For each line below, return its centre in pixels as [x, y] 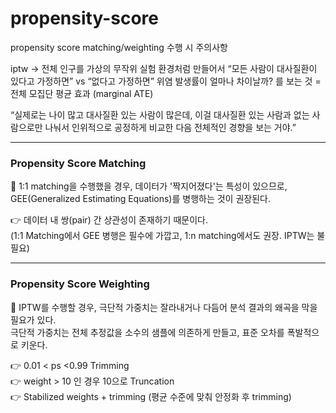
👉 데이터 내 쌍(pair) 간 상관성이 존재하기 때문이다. [109, 220]
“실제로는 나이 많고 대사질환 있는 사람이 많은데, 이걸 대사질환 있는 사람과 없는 [160, 114]
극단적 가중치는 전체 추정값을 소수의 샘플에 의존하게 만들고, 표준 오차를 [147, 332]
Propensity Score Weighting [80, 284]
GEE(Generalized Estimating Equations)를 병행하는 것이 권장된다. [140, 199]
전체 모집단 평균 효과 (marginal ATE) [82, 93]
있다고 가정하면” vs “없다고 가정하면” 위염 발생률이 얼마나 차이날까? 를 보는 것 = [166, 81]
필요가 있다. [33, 319]
